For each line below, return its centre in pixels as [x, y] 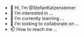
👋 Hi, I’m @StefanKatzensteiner [43, 8]
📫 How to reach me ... [34, 29]
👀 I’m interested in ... [32, 13]
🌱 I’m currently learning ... [37, 18]
